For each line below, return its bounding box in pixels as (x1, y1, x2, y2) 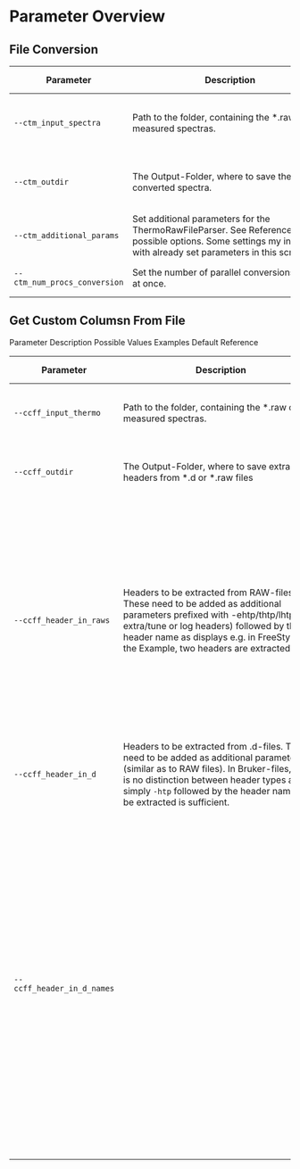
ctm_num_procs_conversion (13, 278, 124, 287)
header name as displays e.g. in (123, 631, 256, 643)
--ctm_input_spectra (13, 118, 101, 128)
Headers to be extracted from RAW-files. (123, 586, 296, 599)
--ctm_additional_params (13, 230, 120, 240)
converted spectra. (132, 181, 212, 194)
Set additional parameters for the (132, 212, 271, 225)
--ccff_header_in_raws (13, 615, 110, 626)
